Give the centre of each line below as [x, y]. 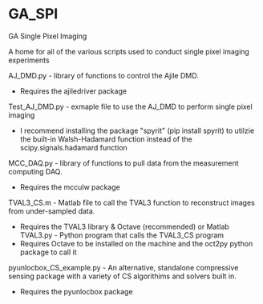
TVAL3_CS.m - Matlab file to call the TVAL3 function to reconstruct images [131, 202]
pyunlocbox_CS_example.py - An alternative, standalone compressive [123, 267]
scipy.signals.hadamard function [74, 147]
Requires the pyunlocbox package [77, 291]
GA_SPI [33, 14]
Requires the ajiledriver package [73, 91]
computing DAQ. [35, 171]
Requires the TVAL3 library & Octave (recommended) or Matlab [125, 226]
